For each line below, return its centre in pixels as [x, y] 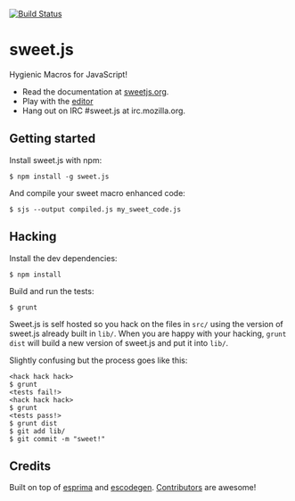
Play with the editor [57, 101]
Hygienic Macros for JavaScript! [68, 74]
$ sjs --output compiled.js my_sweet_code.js [95, 209]
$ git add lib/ [37, 431]
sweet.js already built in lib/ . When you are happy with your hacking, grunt [148, 333]
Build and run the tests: [52, 291]
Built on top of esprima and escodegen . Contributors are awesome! [133, 488]
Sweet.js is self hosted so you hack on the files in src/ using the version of [146, 324]
